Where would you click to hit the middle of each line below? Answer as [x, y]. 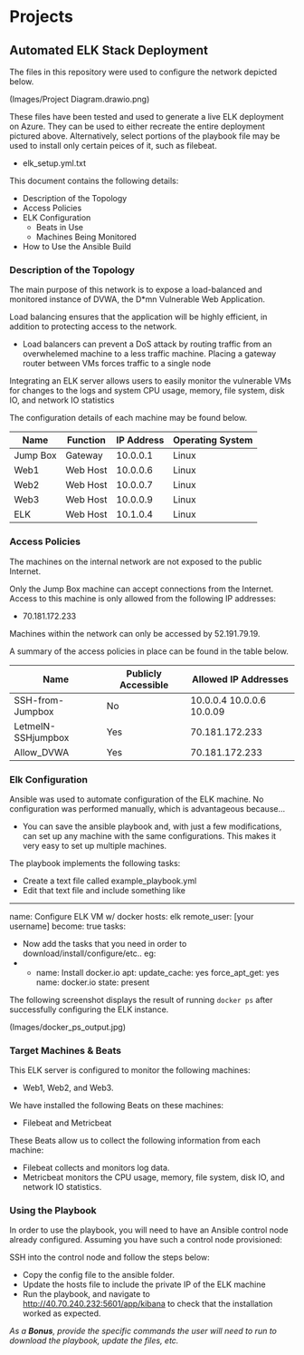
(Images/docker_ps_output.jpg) [68, 1027]
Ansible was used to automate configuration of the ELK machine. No [137, 799]
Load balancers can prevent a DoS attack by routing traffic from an [147, 344]
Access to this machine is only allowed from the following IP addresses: [143, 598]
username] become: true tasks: [68, 926]
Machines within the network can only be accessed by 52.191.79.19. [135, 633]
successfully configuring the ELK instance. [89, 1009]
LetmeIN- [35, 726]
